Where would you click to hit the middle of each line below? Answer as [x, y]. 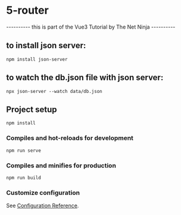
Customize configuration [43, 192]
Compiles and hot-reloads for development [70, 138]
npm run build [24, 177]
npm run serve [24, 150]
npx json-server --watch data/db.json [54, 91]
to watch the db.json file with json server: [85, 78]
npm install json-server [37, 59]
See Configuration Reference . [43, 205]
